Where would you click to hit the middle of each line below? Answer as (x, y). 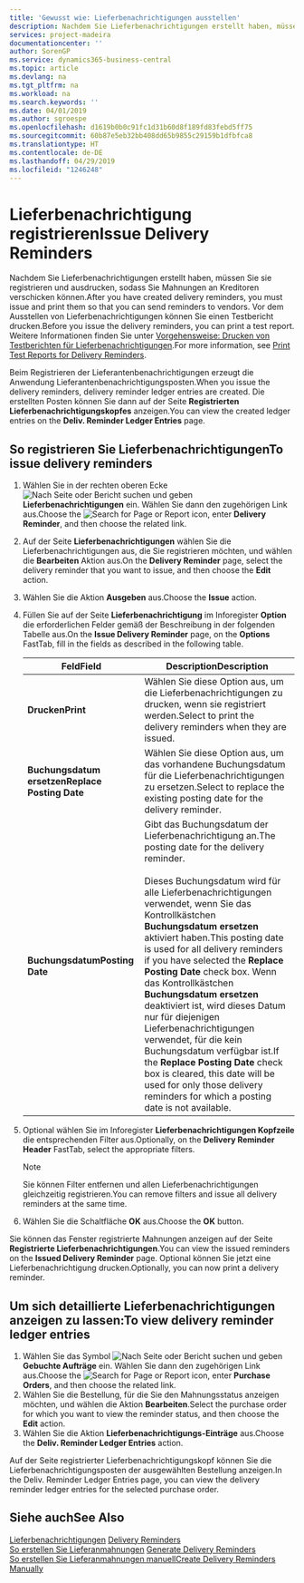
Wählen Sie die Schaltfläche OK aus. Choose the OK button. (133, 1221)
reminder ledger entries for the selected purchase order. (114, 1489)
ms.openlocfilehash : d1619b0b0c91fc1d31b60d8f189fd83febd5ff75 (131, 128)
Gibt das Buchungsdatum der (206, 824)
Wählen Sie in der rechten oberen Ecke (95, 485)
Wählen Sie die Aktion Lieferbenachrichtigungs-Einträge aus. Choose (153, 1432)
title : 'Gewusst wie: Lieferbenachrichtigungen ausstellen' (125, 18)
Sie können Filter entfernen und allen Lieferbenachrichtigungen (141, 1185)
